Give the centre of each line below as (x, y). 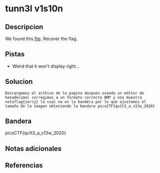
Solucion (19, 82)
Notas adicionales (33, 149)
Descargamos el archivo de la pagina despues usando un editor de (75, 93)
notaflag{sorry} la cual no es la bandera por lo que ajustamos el (76, 102)
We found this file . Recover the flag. (41, 39)
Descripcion (24, 27)
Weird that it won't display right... (46, 66)
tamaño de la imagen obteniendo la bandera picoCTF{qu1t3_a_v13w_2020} (80, 106)
